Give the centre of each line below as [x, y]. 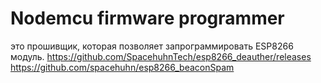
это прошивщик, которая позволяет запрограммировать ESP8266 [152, 46]
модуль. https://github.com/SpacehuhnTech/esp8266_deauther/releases [161, 56]
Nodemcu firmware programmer [147, 18]
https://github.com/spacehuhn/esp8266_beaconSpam [122, 67]
